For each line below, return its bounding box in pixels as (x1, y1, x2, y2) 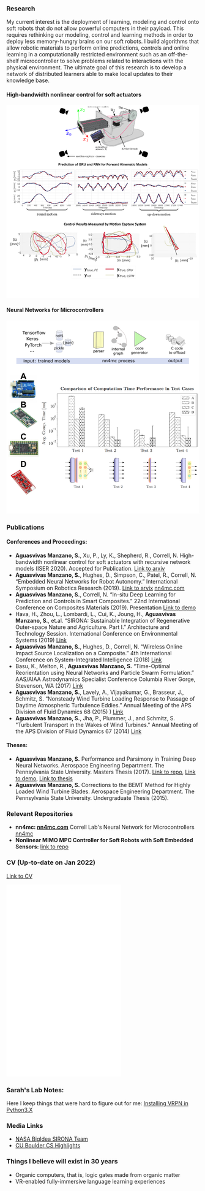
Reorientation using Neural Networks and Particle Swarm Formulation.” (15, 669, 195, 676)
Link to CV (6, 872, 32, 880)
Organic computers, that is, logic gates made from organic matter (15, 1171, 181, 1178)
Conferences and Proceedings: (6, 538, 88, 546)
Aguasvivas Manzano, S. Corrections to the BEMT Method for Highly (15, 782, 191, 789)
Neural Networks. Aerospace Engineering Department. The (15, 762, 165, 769)
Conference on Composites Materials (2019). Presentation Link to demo (15, 604, 196, 611)
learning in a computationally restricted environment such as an (6, 51, 167, 58)
